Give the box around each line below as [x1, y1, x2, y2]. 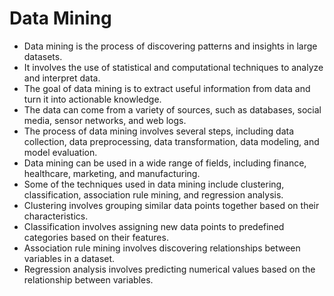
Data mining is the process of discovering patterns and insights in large [23, 40, 318, 52]
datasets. [23, 50, 63, 62]
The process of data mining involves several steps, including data [23, 125, 295, 137]
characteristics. [23, 210, 89, 222]
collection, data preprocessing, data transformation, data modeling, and [23, 135, 320, 147]
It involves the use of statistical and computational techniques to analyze [23, 61, 324, 73]
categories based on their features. [23, 231, 169, 243]
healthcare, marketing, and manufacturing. [23, 167, 201, 179]
